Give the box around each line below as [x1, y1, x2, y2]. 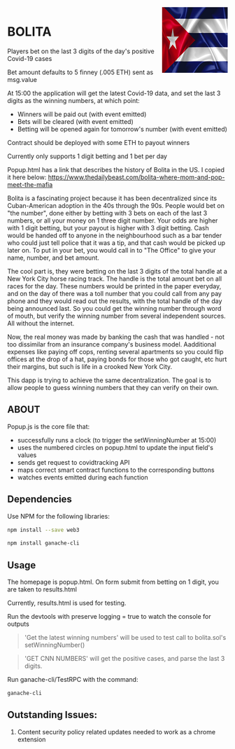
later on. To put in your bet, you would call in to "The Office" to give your [7, 246, 217, 254]
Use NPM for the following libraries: [7, 512, 110, 520]
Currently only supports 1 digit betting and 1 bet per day [7, 152, 168, 160]
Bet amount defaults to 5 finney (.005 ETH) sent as [7, 68, 154, 76]
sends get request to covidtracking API [17, 458, 130, 466]
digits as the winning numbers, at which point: [7, 96, 140, 104]
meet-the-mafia [7, 180, 53, 188]
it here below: [7, 173, 47, 181]
